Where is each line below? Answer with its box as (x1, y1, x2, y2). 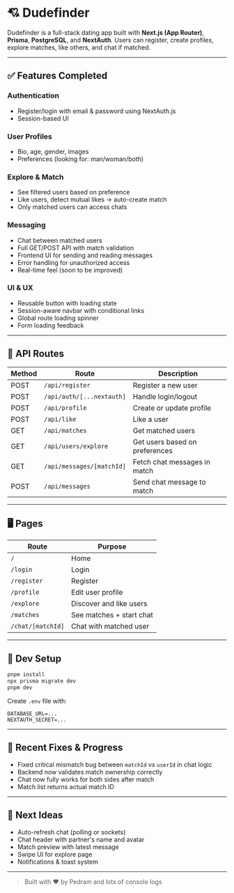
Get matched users (132, 425, 196, 435)
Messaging (7, 220, 47, 230)
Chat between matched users (17, 236, 102, 245)
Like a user (132, 414, 169, 424)
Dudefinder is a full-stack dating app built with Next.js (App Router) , (7, 28, 204, 36)
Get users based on (132, 437, 197, 447)
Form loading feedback (17, 321, 85, 329)
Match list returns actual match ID (17, 782, 115, 791)
